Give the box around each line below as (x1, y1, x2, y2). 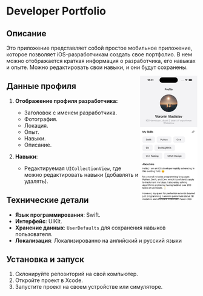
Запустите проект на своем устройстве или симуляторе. (15, 283, 163, 291)
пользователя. (15, 230, 53, 237)
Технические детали (6, 195, 89, 205)
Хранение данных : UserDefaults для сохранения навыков (15, 224, 166, 231)
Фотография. (24, 115, 58, 122)
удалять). (24, 177, 48, 185)
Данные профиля (6, 81, 77, 91)
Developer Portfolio (6, 4, 106, 18)
